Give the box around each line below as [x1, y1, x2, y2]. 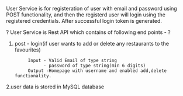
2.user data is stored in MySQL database [6, 83, 104, 90]
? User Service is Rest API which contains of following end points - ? [6, 29, 171, 36]
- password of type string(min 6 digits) [43, 63, 146, 68]
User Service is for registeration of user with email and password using [6, 5, 177, 12]
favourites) [14, 46, 41, 53]
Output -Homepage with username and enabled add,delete [27, 68, 167, 74]
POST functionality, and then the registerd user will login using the [6, 11, 165, 18]
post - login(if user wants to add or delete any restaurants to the [14, 40, 170, 47]
